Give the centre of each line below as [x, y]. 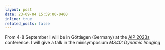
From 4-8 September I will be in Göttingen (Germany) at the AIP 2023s [78, 37]
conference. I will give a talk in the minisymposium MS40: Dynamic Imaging [83, 43]
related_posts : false [28, 23]
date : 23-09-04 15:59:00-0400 [37, 14]
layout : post [19, 10]
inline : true [19, 19]
